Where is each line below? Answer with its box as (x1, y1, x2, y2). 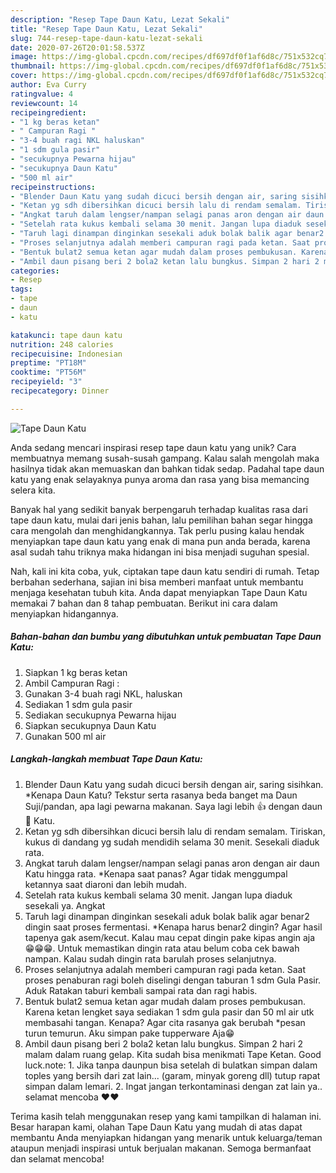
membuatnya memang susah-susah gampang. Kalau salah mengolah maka (10, 452, 320, 464)
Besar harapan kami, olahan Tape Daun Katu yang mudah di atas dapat (10, 1121, 303, 1133)
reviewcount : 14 (10, 98, 78, 108)
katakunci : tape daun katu (10, 330, 123, 340)
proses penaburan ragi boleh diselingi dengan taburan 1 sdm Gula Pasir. (24, 974, 322, 986)
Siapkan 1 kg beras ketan (24, 666, 128, 678)
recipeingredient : (10, 107, 87, 118)
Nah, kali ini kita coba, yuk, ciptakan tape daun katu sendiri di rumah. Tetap (10, 565, 320, 577)
